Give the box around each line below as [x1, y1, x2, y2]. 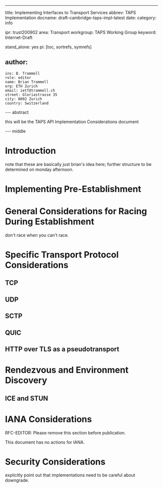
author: [5, 58, 28, 66]
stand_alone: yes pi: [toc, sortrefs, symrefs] [5, 44, 92, 50]
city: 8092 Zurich [5, 96, 42, 101]
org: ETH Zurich [5, 84, 38, 89]
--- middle [5, 128, 26, 134]
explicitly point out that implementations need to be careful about [5, 472, 135, 478]
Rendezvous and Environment [5, 364, 129, 376]
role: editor [5, 75, 32, 80]
